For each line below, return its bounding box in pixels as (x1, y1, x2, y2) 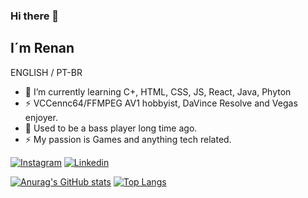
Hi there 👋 (10, 9, 60, 23)
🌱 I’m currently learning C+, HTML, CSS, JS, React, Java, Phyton (24, 85, 292, 98)
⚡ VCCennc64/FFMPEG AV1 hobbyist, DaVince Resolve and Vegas (24, 97, 298, 109)
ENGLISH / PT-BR (10, 66, 83, 78)
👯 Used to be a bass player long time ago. (24, 122, 198, 134)
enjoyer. (24, 111, 58, 123)
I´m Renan (10, 40, 75, 57)
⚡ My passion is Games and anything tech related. (24, 133, 232, 145)
